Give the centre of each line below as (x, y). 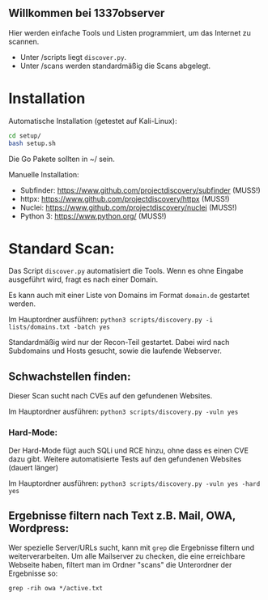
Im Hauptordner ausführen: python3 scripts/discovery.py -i (111, 320)
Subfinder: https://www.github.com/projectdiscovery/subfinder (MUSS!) (140, 190)
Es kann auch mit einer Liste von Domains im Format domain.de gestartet (129, 296)
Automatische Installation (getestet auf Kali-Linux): (93, 121)
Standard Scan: (62, 248)
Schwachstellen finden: (70, 376)
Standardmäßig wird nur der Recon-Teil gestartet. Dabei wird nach (119, 343)
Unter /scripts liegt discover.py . (73, 57)
